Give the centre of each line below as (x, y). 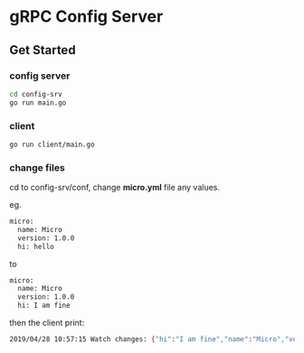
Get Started (43, 50)
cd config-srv (36, 94)
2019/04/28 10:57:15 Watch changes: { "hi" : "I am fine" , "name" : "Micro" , (147, 339)
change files (37, 167)
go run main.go (38, 102)
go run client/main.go (52, 144)
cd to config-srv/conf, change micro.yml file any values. (114, 188)
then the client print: (47, 323)
